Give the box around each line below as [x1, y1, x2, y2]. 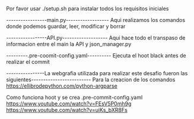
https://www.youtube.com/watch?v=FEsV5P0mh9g [6, 100, 132, 107]
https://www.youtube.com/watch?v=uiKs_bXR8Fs [6, 107, 128, 113]
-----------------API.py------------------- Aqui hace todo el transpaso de [6, 34, 186, 41]
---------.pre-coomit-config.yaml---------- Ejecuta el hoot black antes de [6, 52, 186, 59]
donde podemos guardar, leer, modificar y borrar [6, 23, 126, 30]
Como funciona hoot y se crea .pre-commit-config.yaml [6, 94, 143, 101]
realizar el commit [6, 59, 50, 65]
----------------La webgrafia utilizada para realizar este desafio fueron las [6, 70, 188, 76]
